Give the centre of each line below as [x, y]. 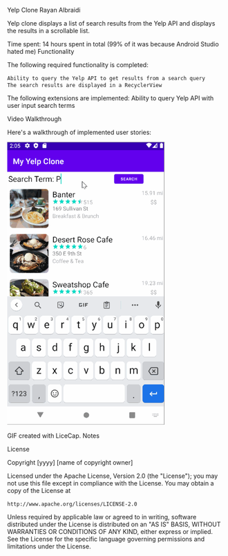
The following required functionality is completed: [78, 65]
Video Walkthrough [35, 119]
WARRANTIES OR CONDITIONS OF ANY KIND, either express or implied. [110, 531]
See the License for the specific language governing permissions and [106, 539]
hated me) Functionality [41, 52]
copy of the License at [39, 491]
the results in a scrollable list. [48, 31]
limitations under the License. [49, 546]
